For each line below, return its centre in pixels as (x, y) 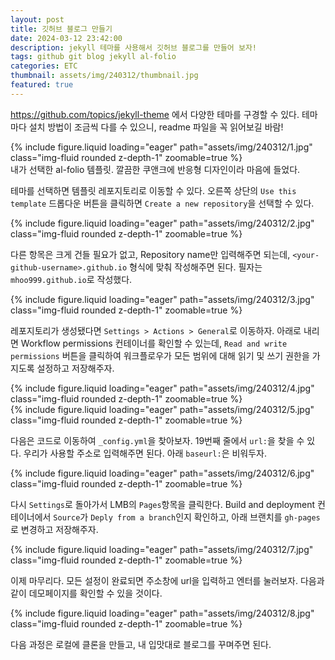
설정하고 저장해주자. (75, 368)
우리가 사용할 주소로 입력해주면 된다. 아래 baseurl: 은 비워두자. (145, 453)
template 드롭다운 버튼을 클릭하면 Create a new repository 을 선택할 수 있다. (162, 203)
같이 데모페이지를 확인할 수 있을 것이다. (86, 593)
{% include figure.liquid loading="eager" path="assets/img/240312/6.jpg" (162, 473)
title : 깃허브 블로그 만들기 (61, 29)
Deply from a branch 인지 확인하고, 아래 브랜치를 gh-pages (205, 517)
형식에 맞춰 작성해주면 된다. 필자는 (196, 267)
